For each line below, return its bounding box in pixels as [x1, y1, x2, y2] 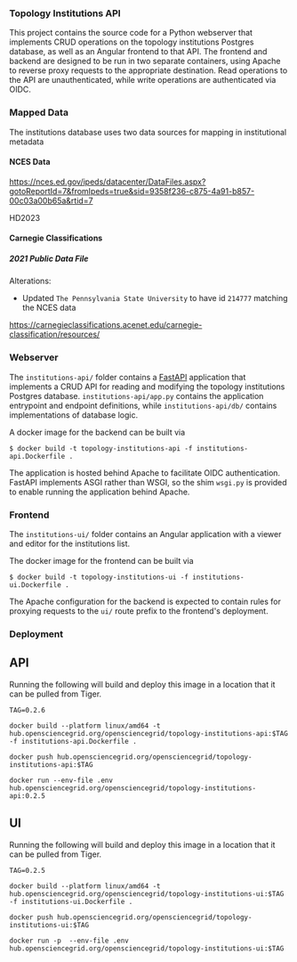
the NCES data [21, 302, 76, 314]
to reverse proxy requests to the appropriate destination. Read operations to [9, 65, 288, 76]
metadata [9, 136, 44, 147]
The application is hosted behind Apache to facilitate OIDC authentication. [9, 467, 281, 478]
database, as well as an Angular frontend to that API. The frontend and [9, 46, 268, 57]
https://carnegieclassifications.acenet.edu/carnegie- [9, 320, 203, 330]
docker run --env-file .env [9, 776, 114, 785]
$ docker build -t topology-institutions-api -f [9, 444, 193, 452]
